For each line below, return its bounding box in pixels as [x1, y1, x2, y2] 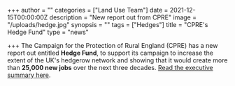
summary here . [7, 71, 51, 79]
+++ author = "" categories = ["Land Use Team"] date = [7, 6, 169, 14]
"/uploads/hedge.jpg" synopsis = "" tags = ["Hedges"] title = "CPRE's [7, 21, 208, 28]
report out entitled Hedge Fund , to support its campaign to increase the [7, 49, 213, 57]
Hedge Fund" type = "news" [7, 28, 89, 36]
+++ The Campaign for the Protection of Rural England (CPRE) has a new [7, 42, 218, 49]
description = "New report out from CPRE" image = [49, 13, 197, 21]
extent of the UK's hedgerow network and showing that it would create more [7, 56, 228, 64]
